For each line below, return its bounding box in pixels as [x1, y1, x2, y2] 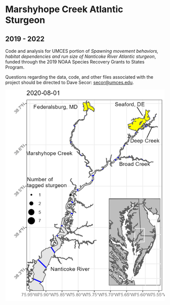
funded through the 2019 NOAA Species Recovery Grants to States [5, 59, 145, 64]
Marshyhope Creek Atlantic [5, 4, 123, 15]
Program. [5, 64, 25, 70]
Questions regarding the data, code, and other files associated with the [5, 74, 153, 80]
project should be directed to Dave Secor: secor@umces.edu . [5, 80, 134, 85]
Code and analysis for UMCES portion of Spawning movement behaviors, [5, 48, 158, 54]
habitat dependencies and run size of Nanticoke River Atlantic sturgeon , [5, 53, 156, 59]
